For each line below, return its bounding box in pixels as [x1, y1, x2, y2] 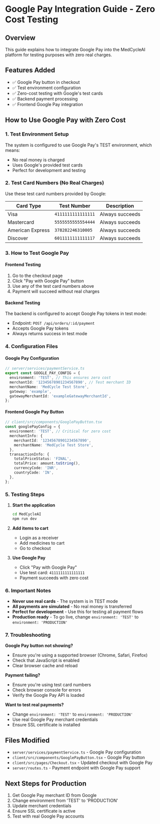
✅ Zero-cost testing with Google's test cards [12, 90, 103, 96]
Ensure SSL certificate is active [12, 808, 76, 814]
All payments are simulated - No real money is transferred [12, 604, 132, 610]
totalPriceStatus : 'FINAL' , [14, 456, 71, 461]
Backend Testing [5, 300, 40, 306]
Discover [7, 235, 29, 241]
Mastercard [7, 218, 34, 225]
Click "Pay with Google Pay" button [12, 277, 84, 284]
